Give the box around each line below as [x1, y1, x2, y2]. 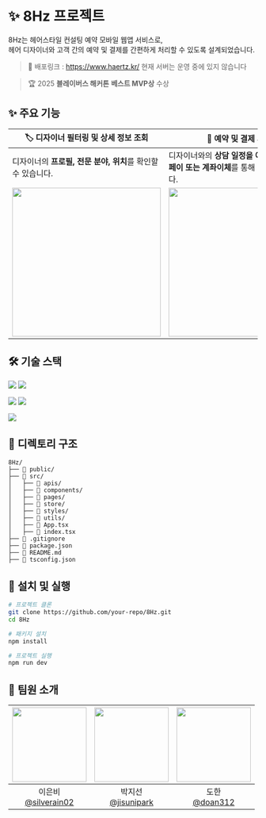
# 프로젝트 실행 [8, 651, 52, 659]
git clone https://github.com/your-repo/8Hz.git [8, 609, 172, 616]
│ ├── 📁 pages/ [8, 493, 66, 501]
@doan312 [192, 797, 235, 808]
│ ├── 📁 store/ [8, 501, 66, 509]
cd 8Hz [8, 616, 30, 624]
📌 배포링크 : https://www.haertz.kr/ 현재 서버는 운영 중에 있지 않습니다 [27, 61, 247, 71]
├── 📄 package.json [8, 542, 73, 550]
